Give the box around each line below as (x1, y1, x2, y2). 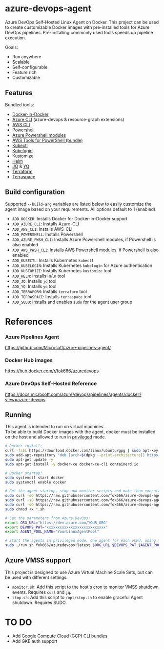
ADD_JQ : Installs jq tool (12, 278, 57, 284)
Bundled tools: (5, 101, 34, 108)
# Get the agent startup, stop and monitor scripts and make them (5, 488, 143, 494)
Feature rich (12, 69, 37, 75)
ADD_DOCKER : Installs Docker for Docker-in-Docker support (12, 216, 128, 221)
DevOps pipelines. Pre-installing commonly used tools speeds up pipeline (5, 29, 153, 35)
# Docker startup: (5, 471, 42, 476)
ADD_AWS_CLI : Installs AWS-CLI (12, 226, 73, 232)
